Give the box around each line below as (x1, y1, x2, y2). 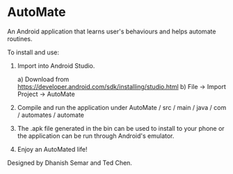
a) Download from (17, 74, 70, 84)
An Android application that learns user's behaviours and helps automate (7, 27, 216, 35)
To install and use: (7, 48, 60, 56)
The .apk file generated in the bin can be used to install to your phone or (17, 124, 225, 132)
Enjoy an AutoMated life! (17, 145, 88, 153)
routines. (7, 34, 33, 42)
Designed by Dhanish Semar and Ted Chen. (7, 158, 132, 167)
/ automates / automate (17, 111, 85, 119)
